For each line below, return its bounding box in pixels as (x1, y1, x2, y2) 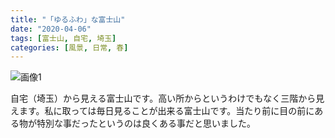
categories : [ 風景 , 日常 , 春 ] (10, 42, 129, 53)
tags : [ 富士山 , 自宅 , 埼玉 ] (10, 33, 117, 43)
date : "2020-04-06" (10, 24, 92, 34)
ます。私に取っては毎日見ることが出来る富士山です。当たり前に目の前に (18, 105, 315, 117)
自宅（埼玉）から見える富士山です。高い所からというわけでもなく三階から (10, 92, 317, 105)
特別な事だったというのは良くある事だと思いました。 (36, 117, 256, 130)
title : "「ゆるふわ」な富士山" (10, 14, 126, 25)
